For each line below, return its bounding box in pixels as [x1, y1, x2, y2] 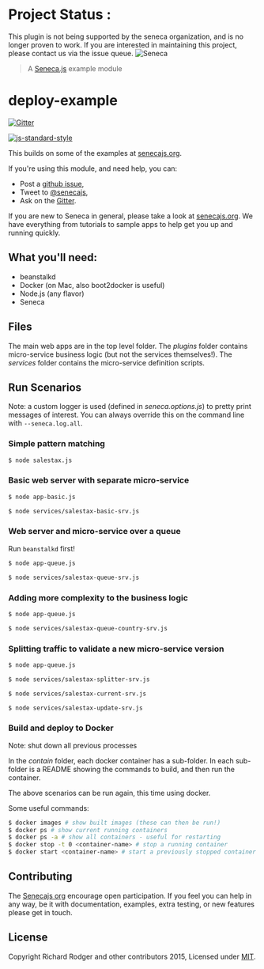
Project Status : [8, 6, 111, 24]
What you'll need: [8, 251, 97, 264]
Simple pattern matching [8, 438, 105, 449]
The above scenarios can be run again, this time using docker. [8, 788, 211, 797]
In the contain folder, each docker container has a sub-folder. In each [8, 755, 235, 765]
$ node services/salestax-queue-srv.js [8, 573, 140, 581]
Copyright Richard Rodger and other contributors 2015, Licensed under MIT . [8, 952, 256, 961]
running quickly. [8, 228, 61, 237]
